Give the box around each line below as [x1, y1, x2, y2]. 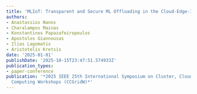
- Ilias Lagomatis [6, 41, 51, 47]
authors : [6, 14, 28, 20]
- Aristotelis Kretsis [6, 47, 62, 53]
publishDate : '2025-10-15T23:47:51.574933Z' [6, 57, 117, 63]
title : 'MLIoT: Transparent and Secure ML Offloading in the [6, 8, 159, 15]
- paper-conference [6, 68, 54, 74]
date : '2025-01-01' [6, 52, 54, 58]
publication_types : [6, 62, 54, 69]
